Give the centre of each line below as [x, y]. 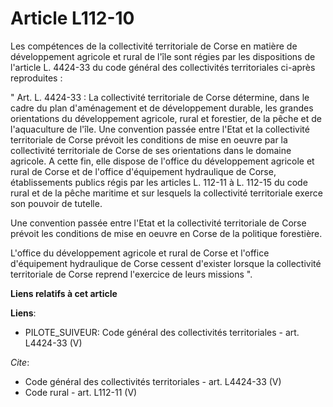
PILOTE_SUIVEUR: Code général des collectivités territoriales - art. [162, 332]
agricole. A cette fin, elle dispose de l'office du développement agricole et [162, 161]
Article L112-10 [72, 18]
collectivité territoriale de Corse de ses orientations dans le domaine [151, 150]
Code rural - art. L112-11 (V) [81, 392]
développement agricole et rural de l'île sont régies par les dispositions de [163, 56]
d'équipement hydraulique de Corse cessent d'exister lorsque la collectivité [166, 263]
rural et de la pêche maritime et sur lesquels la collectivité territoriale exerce [166, 193]
